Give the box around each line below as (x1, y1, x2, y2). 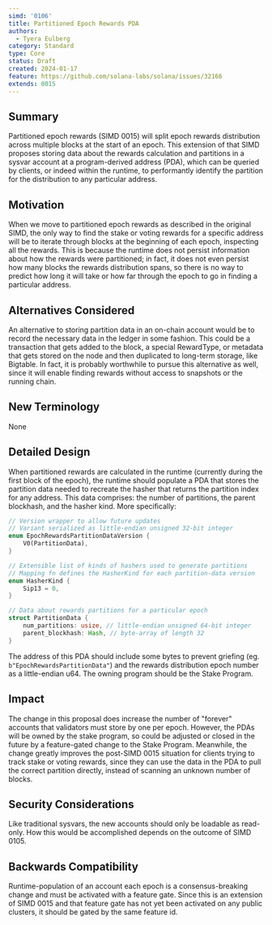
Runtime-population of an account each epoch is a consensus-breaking (8, 881, 249, 891)
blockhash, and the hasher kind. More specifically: (8, 501, 176, 511)
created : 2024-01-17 (8, 65, 79, 73)
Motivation (8, 198, 65, 212)
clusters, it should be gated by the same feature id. (8, 907, 178, 917)
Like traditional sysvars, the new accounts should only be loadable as (8, 819, 240, 828)
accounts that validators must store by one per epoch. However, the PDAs (8, 722, 255, 732)
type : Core (8, 49, 45, 58)
